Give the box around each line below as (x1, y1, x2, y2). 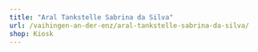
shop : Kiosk (9, 29, 54, 38)
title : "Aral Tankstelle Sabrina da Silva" (9, 12, 174, 22)
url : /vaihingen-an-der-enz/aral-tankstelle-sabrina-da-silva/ (9, 21, 250, 30)
